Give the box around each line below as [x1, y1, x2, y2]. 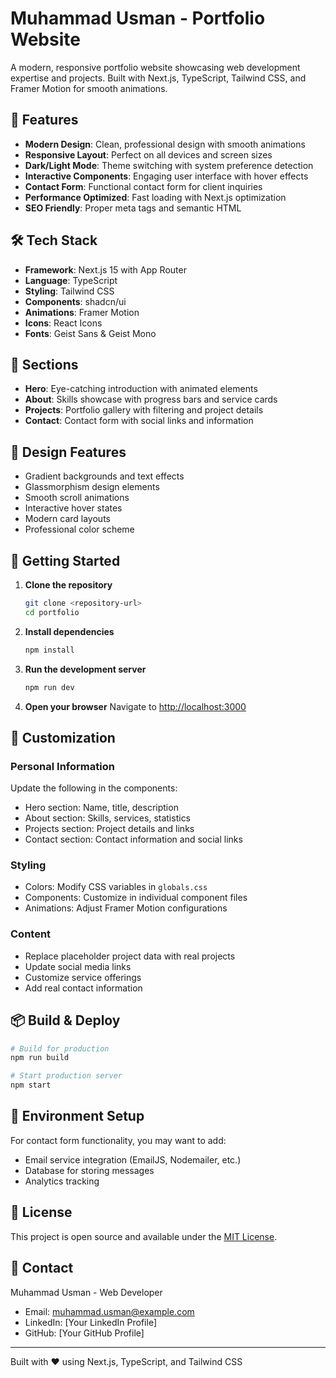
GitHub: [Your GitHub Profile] [24, 1327, 145, 1339]
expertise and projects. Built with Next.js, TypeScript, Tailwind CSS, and [10, 72, 307, 84]
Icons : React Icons [24, 317, 103, 329]
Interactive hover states [24, 502, 123, 514]
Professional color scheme [24, 523, 135, 536]
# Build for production [10, 1043, 110, 1054]
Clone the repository [24, 579, 113, 591]
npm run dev [24, 682, 75, 692]
